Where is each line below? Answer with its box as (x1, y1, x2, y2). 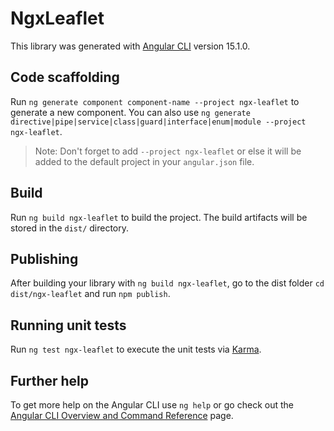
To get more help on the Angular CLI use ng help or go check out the (10, 399, 294, 411)
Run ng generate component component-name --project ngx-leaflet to (10, 95, 300, 107)
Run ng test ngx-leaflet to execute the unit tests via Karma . (10, 343, 262, 356)
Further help (10, 372, 90, 389)
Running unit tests (10, 317, 127, 334)
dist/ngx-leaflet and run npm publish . (10, 288, 171, 300)
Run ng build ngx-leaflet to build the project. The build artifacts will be (10, 211, 308, 223)
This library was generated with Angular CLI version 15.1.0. (10, 40, 251, 52)
